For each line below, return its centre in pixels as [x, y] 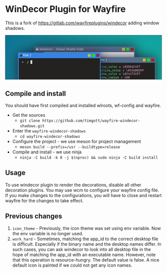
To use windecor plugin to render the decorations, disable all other [73, 185]
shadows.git [32, 126]
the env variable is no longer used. [48, 233]
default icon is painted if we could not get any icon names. [72, 265]
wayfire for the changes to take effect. [44, 201]
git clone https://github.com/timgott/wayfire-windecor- [80, 121]
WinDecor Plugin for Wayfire [65, 9]
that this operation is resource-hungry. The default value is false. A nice [86, 260]
